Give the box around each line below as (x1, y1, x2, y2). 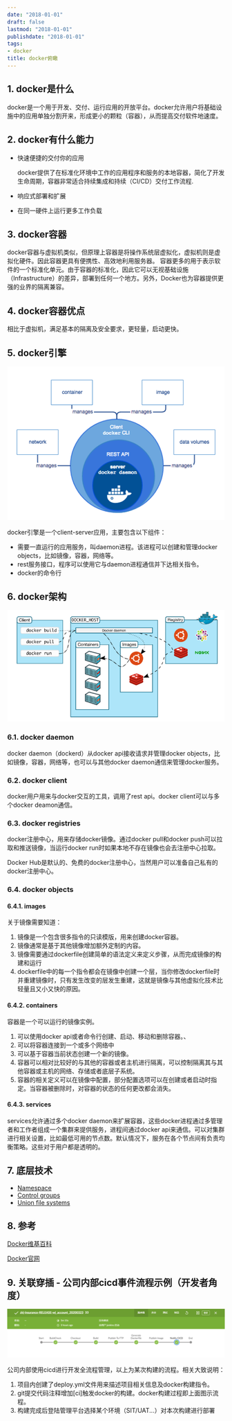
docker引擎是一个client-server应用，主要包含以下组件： (7, 528, 166, 536)
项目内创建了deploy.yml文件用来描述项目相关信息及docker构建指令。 (17, 1380, 214, 1388)
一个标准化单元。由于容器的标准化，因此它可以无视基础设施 (19, 265, 188, 274)
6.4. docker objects (7, 885, 74, 895)
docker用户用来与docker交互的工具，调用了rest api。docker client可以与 (7, 792, 214, 800)
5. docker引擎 (7, 347, 67, 359)
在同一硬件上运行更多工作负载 (17, 206, 102, 215)
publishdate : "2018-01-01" (7, 33, 85, 40)
